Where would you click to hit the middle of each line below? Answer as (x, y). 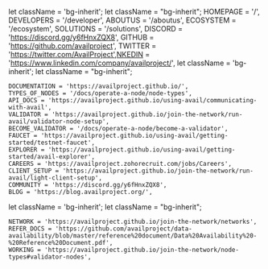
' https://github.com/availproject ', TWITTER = (82, 46)
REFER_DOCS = (30, 229)
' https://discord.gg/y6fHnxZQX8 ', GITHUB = (81, 37)
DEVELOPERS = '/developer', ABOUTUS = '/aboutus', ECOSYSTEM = (122, 20)
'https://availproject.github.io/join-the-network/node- (142, 250)
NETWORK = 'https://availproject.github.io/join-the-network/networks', (133, 221)
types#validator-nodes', (50, 257)
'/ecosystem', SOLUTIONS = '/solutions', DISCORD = (96, 29)
